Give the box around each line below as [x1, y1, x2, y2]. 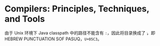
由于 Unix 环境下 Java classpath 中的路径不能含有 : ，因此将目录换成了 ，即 [4, 30, 156, 35]
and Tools [4, 13, 45, 24]
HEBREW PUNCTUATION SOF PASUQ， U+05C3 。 [4, 36, 102, 42]
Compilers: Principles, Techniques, [4, 3, 149, 14]
